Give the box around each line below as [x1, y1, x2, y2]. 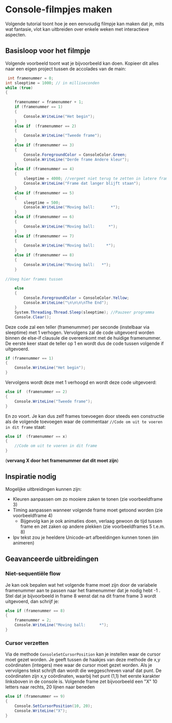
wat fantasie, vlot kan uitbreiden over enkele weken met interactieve [5, 26, 149, 32]
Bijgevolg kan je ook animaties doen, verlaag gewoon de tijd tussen [20, 518, 163, 524]
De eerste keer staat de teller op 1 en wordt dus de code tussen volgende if [5, 340, 164, 346]
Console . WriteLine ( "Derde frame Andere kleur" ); [24, 157, 130, 162]
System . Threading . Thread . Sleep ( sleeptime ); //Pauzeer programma [14, 310, 155, 315]
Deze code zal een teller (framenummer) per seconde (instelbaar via [5, 324, 150, 330]
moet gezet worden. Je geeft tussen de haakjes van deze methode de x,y [5, 657, 160, 663]
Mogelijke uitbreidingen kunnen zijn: [5, 486, 82, 492]
